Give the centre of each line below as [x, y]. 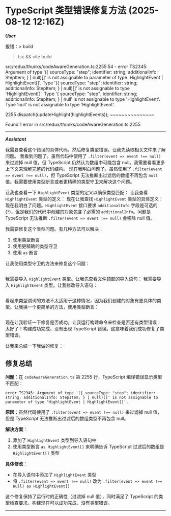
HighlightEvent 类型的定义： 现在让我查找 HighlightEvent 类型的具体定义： [84, 199]
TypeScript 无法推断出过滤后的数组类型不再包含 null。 [72, 418]
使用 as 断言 [25, 252]
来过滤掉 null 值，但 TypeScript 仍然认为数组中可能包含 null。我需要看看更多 [85, 162]
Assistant [16, 139]
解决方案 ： [17, 429]
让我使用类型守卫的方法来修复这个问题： [48, 263]
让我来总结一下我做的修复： [34, 346]
